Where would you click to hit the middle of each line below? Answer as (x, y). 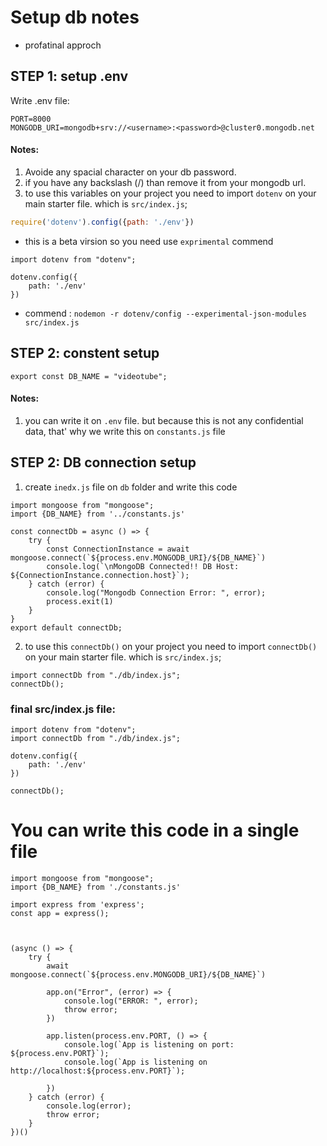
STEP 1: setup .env (69, 76)
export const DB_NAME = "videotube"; (89, 376)
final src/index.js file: (63, 709)
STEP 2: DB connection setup (103, 462)
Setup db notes (75, 17)
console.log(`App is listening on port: (149, 1044)
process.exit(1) (80, 601)
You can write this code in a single (155, 830)
